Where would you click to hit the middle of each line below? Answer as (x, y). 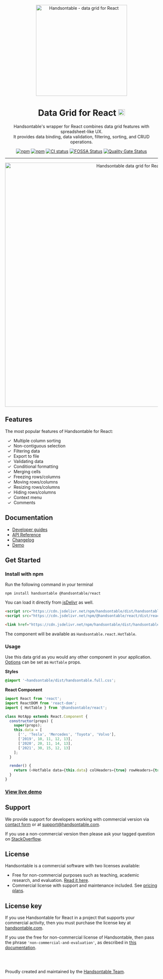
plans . (18, 891)
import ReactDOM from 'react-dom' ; (41, 703)
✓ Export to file (23, 456)
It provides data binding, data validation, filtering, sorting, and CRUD (81, 136)
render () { (20, 766)
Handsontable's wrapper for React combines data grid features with (81, 126)
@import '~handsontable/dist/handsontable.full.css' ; (61, 680)
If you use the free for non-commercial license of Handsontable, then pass (80, 937)
